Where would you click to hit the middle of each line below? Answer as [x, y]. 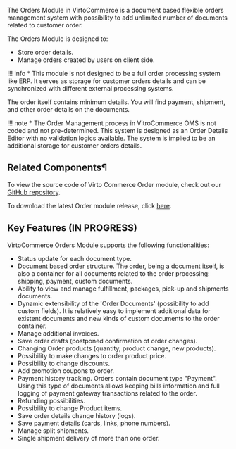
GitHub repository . [34, 192]
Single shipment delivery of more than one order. [88, 438]
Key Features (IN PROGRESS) [72, 228]
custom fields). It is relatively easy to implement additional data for [114, 311]
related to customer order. [45, 25]
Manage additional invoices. [58, 333]
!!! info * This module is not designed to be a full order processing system [114, 74]
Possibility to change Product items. [69, 408]
